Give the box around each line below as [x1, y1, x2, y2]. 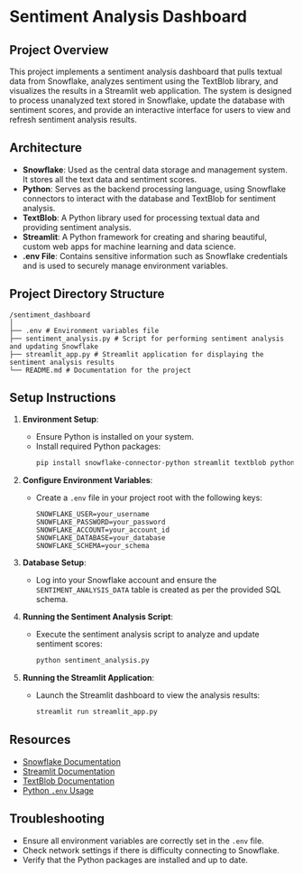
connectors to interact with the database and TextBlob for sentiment [22, 192, 277, 204]
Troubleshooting [9, 811, 106, 827]
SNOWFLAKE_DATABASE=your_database [35, 534, 166, 543]
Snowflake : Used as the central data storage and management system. [22, 164, 289, 175]
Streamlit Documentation [22, 766, 115, 776]
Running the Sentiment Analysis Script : [22, 611, 174, 622]
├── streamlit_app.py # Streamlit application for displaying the [9, 349, 264, 358]
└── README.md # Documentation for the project [9, 366, 192, 375]
